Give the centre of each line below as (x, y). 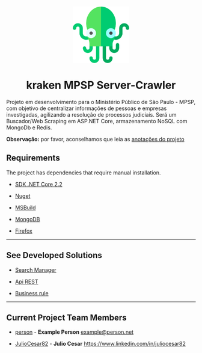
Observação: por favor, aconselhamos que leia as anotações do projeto (95, 139)
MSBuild (25, 207)
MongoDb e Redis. (29, 127)
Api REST (26, 281)
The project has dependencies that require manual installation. (84, 173)
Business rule (32, 293)
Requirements (33, 158)
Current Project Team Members (67, 317)
